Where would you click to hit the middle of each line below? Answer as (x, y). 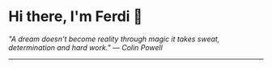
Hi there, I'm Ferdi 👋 (76, 17)
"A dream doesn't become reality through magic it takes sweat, (114, 39)
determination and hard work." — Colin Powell (86, 47)
